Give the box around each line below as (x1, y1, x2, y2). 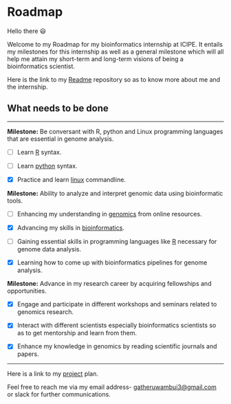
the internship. (7, 82, 48, 91)
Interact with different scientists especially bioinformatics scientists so (16, 321, 217, 330)
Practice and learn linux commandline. (16, 175, 126, 183)
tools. (7, 197, 23, 205)
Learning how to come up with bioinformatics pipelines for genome (16, 258, 208, 267)
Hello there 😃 (7, 27, 47, 35)
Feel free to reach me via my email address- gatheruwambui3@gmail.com (7, 383, 217, 392)
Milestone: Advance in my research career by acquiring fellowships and (7, 280, 212, 288)
